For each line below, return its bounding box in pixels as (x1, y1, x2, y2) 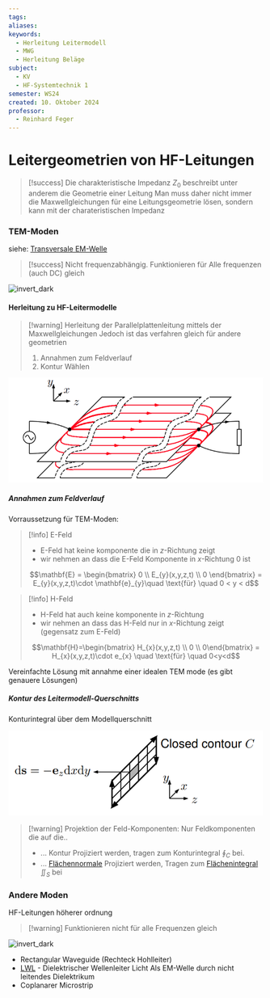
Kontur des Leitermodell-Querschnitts (8, 693, 140, 703)
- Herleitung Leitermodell (15, 39, 107, 47)
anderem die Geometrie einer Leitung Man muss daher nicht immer (27, 188, 252, 198)
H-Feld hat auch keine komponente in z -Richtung (40, 609, 205, 619)
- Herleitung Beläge (15, 56, 85, 64)
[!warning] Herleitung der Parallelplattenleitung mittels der (27, 320, 222, 331)
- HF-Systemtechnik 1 (15, 81, 89, 89)
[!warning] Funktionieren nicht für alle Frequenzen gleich (27, 924, 217, 933)
